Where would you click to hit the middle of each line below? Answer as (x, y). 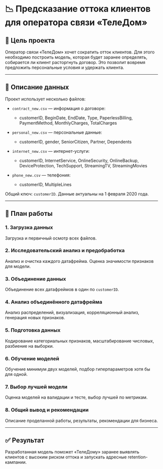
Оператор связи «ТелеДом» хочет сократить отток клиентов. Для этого (80, 52)
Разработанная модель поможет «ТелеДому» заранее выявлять (72, 452)
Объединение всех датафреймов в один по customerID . (62, 290)
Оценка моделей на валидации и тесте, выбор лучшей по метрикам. (76, 397)
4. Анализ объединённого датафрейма (54, 302)
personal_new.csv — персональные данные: (57, 132)
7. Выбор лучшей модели (36, 387)
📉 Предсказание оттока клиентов (78, 9)
